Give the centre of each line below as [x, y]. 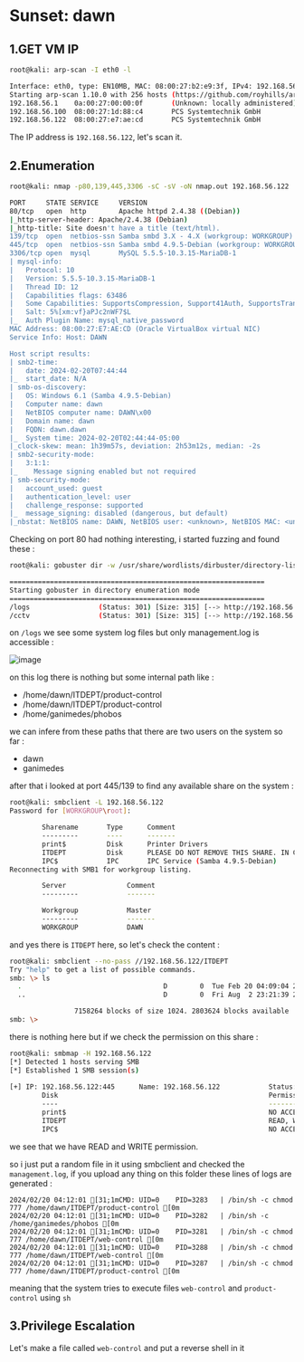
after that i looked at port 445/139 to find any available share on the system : [152, 786]
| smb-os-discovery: [48, 387]
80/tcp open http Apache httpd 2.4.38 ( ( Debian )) [125, 211]
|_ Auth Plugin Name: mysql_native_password [96, 321]
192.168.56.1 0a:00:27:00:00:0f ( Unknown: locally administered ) [153, 103]
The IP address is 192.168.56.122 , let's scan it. [96, 138]
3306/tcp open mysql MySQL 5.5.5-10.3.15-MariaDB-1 [123, 253]
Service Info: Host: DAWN [58, 337]
